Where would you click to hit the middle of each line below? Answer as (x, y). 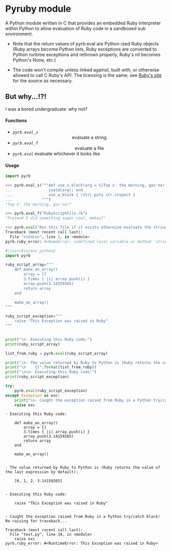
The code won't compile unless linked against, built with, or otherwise (86, 70)
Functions (16, 121)
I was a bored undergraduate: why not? (46, 109)
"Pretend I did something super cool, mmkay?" (55, 218)
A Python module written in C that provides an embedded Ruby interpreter (83, 23)
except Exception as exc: (33, 396)
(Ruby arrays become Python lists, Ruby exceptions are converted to (84, 49)
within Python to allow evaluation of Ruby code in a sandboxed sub (76, 28)
